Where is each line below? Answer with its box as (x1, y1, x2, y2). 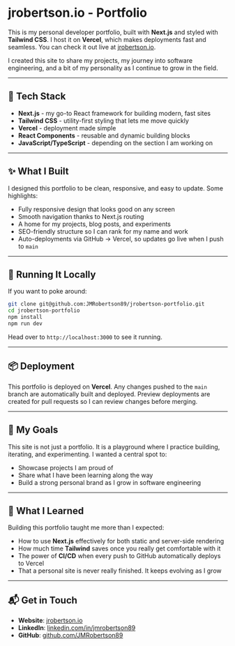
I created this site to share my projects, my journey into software (8, 56, 193, 64)
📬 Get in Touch (8, 594, 77, 606)
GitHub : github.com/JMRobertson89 (17, 631, 123, 640)
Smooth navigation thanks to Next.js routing (17, 212, 144, 220)
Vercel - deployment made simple (17, 123, 116, 132)
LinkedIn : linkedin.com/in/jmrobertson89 (17, 624, 136, 632)
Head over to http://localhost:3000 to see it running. (8, 333, 162, 341)
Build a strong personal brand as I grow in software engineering (17, 478, 202, 486)
